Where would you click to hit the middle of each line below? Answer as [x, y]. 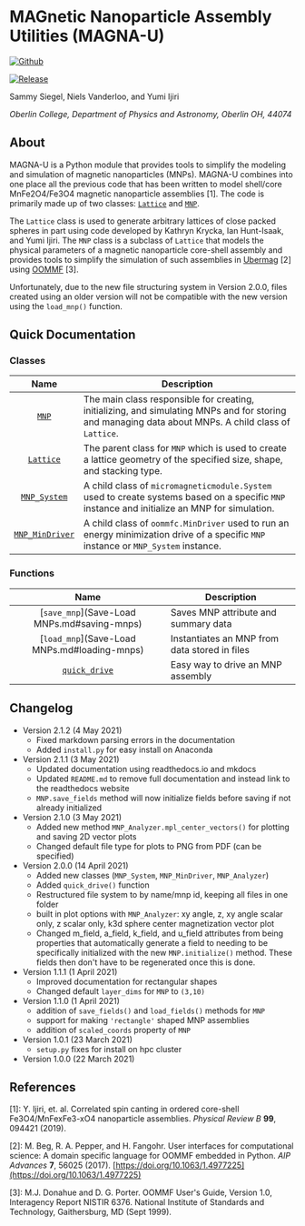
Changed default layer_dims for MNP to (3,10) [121, 991]
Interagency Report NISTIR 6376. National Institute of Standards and [137, 1202]
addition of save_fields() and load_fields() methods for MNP [151, 1010]
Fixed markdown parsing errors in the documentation [136, 739]
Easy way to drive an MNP [227, 664]
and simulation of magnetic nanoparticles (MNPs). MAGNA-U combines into [151, 174]
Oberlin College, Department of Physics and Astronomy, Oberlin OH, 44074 [151, 114]
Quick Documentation [73, 335]
